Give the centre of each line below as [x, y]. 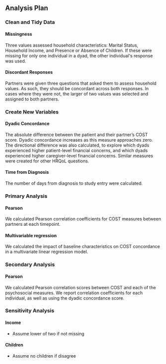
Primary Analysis [26, 196]
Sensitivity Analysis [30, 311]
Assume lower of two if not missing [48, 333]
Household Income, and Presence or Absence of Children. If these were [79, 50]
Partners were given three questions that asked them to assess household [81, 83]
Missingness [19, 34]
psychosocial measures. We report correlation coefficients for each [74, 293]
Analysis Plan [27, 8]
